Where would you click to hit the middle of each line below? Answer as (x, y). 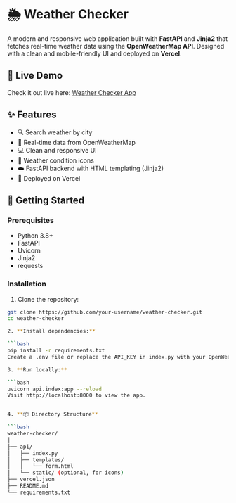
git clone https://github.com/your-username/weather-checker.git (105, 312)
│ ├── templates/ (36, 460)
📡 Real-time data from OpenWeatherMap (76, 142)
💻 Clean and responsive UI (57, 150)
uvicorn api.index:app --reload (54, 389)
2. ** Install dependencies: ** (52, 331)
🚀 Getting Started (46, 200)
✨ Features (32, 115)
